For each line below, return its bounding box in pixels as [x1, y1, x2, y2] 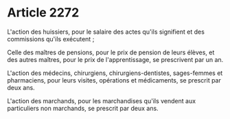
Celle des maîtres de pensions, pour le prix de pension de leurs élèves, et [7, 48, 215, 56]
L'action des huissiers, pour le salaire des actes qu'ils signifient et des [7, 28, 205, 36]
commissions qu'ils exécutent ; [7, 34, 95, 43]
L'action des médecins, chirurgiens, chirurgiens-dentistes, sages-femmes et [7, 69, 223, 77]
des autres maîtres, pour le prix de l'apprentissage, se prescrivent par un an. [7, 55, 224, 63]
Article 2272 [7, 5, 80, 21]
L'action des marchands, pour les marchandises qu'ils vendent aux [7, 96, 196, 105]
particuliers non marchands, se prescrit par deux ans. [7, 104, 159, 112]
